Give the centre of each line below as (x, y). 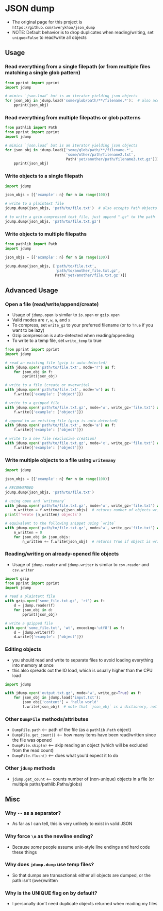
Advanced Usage (32, 290)
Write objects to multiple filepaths (46, 234)
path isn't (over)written (35, 880)
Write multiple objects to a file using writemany (60, 460)
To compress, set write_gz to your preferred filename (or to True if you (83, 325)
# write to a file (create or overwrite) (48, 385)
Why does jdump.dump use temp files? (49, 865)
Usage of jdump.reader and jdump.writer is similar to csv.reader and (81, 564)
